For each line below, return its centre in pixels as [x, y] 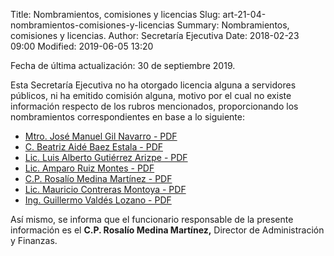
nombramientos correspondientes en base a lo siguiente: [127, 117]
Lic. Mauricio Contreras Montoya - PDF [105, 189]
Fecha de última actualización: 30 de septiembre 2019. [123, 65]
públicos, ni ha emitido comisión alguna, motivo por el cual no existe [151, 95]
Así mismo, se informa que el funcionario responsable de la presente [152, 219]
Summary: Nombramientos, [233, 25]
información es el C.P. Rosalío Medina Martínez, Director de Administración [167, 230]
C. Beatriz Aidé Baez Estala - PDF [93, 147]
